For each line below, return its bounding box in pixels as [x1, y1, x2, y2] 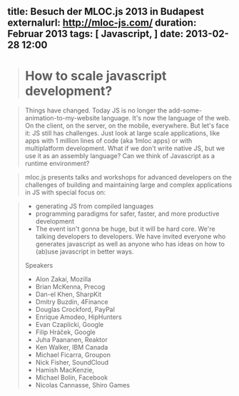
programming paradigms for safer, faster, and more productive [35, 209, 220, 218]
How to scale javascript [24, 68, 167, 84]
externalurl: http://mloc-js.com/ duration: [7, 17, 197, 29]
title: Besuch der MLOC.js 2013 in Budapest [7, 6, 205, 18]
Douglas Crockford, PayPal [35, 306, 116, 314]
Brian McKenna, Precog [35, 283, 106, 291]
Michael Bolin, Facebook [35, 373, 108, 382]
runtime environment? [24, 160, 90, 168]
